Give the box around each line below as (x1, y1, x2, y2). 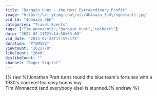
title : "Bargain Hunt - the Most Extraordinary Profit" (5, 7, 127, 13)
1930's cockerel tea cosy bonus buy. (5, 80, 83, 86)
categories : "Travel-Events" (5, 22, 68, 27)
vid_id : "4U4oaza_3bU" (5, 17, 54, 22)
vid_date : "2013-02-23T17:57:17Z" (5, 36, 80, 42)
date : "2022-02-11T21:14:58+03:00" (5, 31, 82, 36)
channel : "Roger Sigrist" (5, 60, 61, 65)
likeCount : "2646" (5, 50, 45, 55)
